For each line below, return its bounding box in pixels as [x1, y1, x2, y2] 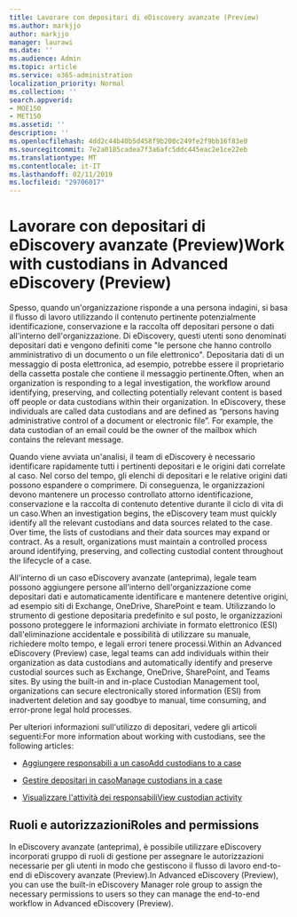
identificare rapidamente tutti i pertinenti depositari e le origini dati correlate [9, 461, 285, 471]
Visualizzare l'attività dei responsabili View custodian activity [21, 792, 242, 803]
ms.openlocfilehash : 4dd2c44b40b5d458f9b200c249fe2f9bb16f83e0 [9, 137, 248, 146]
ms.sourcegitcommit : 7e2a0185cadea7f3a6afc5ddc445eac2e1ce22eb [9, 145, 248, 154]
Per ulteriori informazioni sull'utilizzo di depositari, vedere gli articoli [9, 722, 257, 732]
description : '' [9, 129, 69, 138]
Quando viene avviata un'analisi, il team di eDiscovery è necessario [9, 452, 255, 462]
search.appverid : [9, 95, 74, 105]
